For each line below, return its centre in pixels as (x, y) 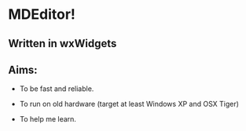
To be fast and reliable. (57, 89)
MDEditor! (42, 15)
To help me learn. (48, 119)
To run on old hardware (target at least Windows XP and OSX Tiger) (129, 104)
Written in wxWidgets (62, 44)
